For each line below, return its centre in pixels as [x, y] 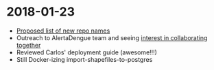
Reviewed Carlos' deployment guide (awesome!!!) [86, 52]
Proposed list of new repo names [63, 31]
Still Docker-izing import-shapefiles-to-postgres [84, 59]
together [28, 45]
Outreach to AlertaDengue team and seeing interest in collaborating [112, 37]
